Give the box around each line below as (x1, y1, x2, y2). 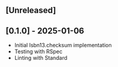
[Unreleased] (5, 5, 57, 16)
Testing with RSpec (14, 48, 63, 55)
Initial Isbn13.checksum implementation (14, 42, 112, 49)
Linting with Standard (14, 54, 67, 62)
